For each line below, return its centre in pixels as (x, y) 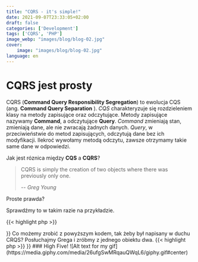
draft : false (22, 23)
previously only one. (45, 176)
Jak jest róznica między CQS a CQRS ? (53, 158)
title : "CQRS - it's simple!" (44, 12)
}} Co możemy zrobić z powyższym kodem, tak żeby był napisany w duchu (98, 233)
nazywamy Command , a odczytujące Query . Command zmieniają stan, (94, 121)
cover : (14, 45)
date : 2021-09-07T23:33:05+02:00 (48, 17)
